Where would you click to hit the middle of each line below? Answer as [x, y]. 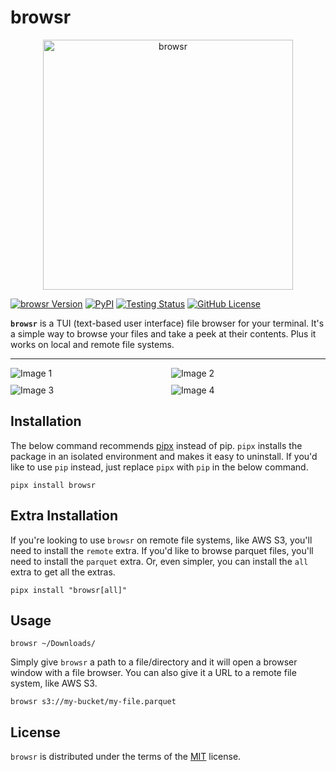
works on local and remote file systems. [92, 344]
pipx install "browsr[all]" [69, 590]
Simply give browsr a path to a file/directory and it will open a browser [154, 662]
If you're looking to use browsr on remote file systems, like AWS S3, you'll [161, 540]
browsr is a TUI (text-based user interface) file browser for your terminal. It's [167, 323]
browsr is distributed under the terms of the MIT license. [126, 757]
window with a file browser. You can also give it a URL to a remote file [153, 673]
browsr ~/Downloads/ [53, 644]
